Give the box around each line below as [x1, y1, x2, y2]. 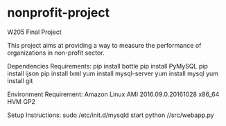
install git [7, 76, 33, 84]
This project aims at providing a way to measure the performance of [7, 41, 202, 49]
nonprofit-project [7, 5, 110, 21]
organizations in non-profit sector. [7, 48, 105, 57]
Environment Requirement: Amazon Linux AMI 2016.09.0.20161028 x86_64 [7, 90, 220, 98]
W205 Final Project [7, 28, 62, 36]
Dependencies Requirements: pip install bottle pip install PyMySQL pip [7, 62, 208, 70]
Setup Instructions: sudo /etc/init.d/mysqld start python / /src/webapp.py [7, 111, 214, 119]
